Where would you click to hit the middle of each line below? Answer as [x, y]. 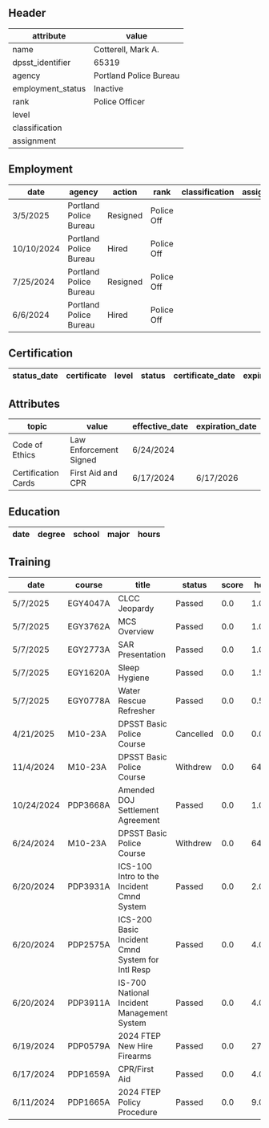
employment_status [49, 88]
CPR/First [136, 1069]
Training [30, 562]
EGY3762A [89, 626]
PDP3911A [89, 1003]
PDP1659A [89, 1073]
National [134, 992]
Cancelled [195, 734]
